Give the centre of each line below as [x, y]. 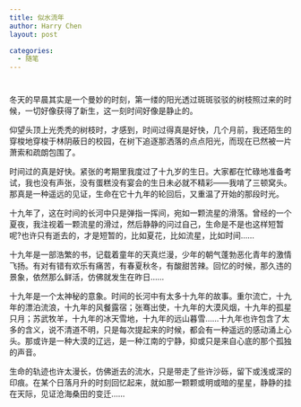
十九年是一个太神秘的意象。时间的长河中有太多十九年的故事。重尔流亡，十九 [150, 296]
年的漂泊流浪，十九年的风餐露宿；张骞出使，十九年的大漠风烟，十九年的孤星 [150, 307]
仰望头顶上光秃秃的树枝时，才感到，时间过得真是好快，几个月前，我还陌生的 [150, 130]
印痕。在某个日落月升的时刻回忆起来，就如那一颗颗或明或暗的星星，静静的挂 [150, 383]
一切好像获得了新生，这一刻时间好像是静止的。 [111, 111]
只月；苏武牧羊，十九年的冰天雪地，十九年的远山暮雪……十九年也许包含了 [146, 319]
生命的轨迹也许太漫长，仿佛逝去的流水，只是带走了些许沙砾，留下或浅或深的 [150, 372]
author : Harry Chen [46, 26]
